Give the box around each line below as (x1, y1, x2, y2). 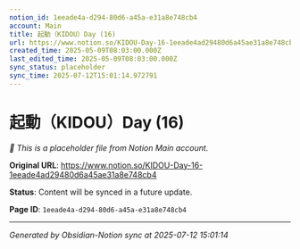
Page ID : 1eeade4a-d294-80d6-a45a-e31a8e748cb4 (9, 203, 187, 214)
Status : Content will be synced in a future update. (9, 187, 193, 197)
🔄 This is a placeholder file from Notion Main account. (9, 142, 209, 153)
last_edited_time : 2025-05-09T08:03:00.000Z (9, 54, 178, 63)
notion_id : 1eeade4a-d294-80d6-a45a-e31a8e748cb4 (9, 12, 198, 22)
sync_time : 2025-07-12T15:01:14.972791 (9, 71, 158, 80)
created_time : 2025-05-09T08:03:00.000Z (9, 46, 162, 55)
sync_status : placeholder (9, 63, 105, 72)
